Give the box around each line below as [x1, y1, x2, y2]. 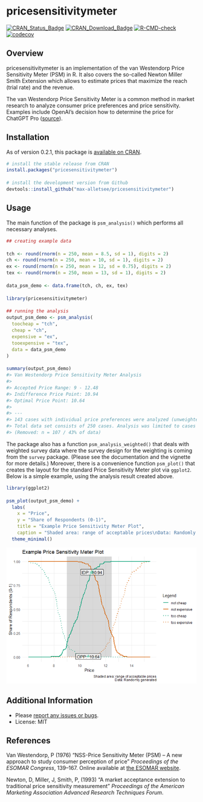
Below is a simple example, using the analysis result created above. [6, 472, 174, 479]
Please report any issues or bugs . [14, 711, 99, 718]
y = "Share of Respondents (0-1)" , [17, 517, 107, 523]
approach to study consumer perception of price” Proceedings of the [6, 758, 179, 765]
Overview [6, 48, 44, 59]
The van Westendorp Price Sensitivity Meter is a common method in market [6, 95, 195, 102]
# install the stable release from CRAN [6, 160, 110, 167]
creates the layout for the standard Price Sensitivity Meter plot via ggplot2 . [6, 466, 192, 473]
